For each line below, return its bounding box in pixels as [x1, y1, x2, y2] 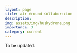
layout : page [5, 7, 31, 12]
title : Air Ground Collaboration [5, 12, 73, 16]
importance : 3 [5, 25, 34, 30]
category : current [5, 29, 42, 34]
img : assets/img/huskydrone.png [5, 20, 70, 26]
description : [5, 16, 31, 21]
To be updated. [5, 43, 35, 48]
